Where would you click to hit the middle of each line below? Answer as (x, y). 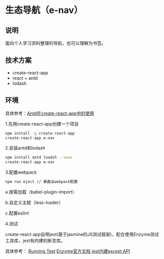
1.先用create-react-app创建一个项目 (42, 124)
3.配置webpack (21, 172)
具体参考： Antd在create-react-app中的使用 (50, 113)
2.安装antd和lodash (25, 148)
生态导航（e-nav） (44, 10)
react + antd (25, 78)
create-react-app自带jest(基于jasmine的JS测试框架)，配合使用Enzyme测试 (82, 234)
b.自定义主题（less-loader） (34, 202)
